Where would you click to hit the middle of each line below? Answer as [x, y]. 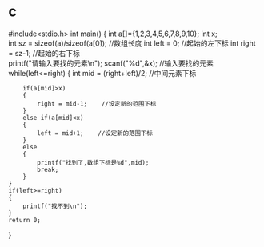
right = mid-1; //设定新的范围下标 [97, 104]
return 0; [25, 220]
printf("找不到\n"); [55, 206]
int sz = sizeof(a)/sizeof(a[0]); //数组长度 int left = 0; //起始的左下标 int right [132, 43]
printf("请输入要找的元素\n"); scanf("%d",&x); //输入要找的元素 [111, 63]
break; [48, 169]
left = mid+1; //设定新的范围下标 [95, 133]
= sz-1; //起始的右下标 [44, 53]
